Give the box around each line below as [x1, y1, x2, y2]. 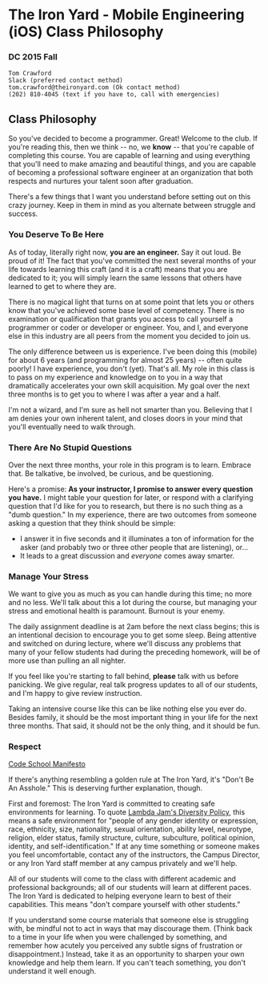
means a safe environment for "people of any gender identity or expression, [8, 816, 258, 826]
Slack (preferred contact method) [8, 76, 124, 85]
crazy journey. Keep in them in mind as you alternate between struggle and [8, 201, 256, 210]
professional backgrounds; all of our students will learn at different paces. [8, 883, 252, 893]
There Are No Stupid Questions [8, 441, 132, 453]
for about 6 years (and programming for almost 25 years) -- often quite [8, 355, 242, 364]
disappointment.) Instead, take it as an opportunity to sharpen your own [8, 949, 245, 959]
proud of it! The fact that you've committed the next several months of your [8, 255, 257, 266]
